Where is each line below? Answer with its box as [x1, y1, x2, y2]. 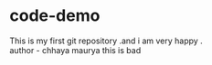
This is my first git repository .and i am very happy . [9, 35, 203, 46]
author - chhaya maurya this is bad [9, 44, 142, 55]
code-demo [9, 5, 101, 26]
